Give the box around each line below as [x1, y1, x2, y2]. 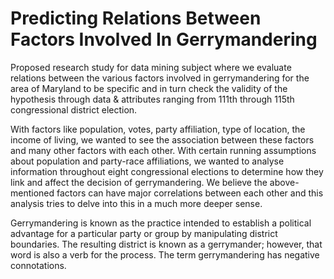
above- [269, 176, 300, 188]
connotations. [10, 259, 67, 271]
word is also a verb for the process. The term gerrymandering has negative [10, 248, 320, 261]
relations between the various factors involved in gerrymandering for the [10, 72, 310, 84]
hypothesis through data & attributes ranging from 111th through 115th [10, 93, 295, 105]
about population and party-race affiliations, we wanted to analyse [10, 155, 285, 167]
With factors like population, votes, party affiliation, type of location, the [10, 123, 306, 135]
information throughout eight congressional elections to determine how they [10, 165, 324, 177]
